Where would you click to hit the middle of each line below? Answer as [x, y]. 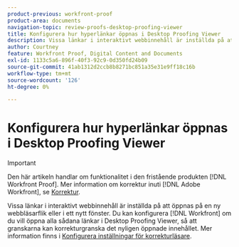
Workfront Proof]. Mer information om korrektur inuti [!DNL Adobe [104, 184]
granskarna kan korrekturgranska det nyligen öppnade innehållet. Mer [110, 228]
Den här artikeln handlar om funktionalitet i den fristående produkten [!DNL [117, 177]
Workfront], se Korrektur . [44, 192]
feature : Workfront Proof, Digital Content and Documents [95, 54]
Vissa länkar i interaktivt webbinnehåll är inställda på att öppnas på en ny [114, 206]
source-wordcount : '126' [44, 80]
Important [22, 163]
